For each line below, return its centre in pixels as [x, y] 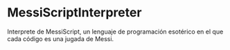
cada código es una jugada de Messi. [61, 38]
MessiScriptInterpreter [74, 13]
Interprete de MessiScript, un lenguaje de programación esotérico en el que [115, 32]
